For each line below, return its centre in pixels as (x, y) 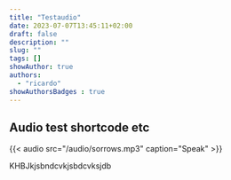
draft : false (33, 34)
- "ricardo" (40, 83)
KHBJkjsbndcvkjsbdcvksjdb (60, 166)
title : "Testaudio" (45, 17)
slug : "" (25, 51)
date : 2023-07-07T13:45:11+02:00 (71, 26)
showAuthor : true (41, 67)
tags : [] (25, 59)
